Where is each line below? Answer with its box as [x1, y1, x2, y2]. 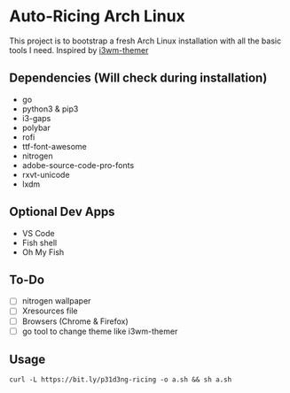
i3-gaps [21, 112, 51, 123]
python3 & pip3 [21, 104, 79, 114]
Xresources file [21, 305, 78, 316]
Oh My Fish [21, 246, 65, 258]
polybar [21, 122, 51, 133]
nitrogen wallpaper [21, 296, 91, 306]
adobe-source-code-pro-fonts [21, 159, 135, 170]
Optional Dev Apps [9, 204, 115, 220]
